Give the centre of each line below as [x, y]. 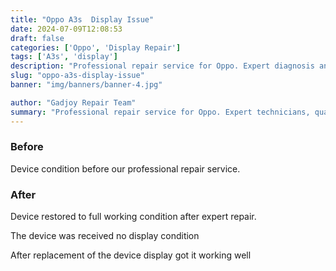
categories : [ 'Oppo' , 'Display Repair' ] [96, 47]
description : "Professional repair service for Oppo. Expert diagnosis [162, 66]
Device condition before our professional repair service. [125, 168]
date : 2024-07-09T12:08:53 [66, 29]
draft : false [37, 38]
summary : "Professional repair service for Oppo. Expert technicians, [160, 112]
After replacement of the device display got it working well [131, 255]
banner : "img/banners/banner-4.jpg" [86, 85]
